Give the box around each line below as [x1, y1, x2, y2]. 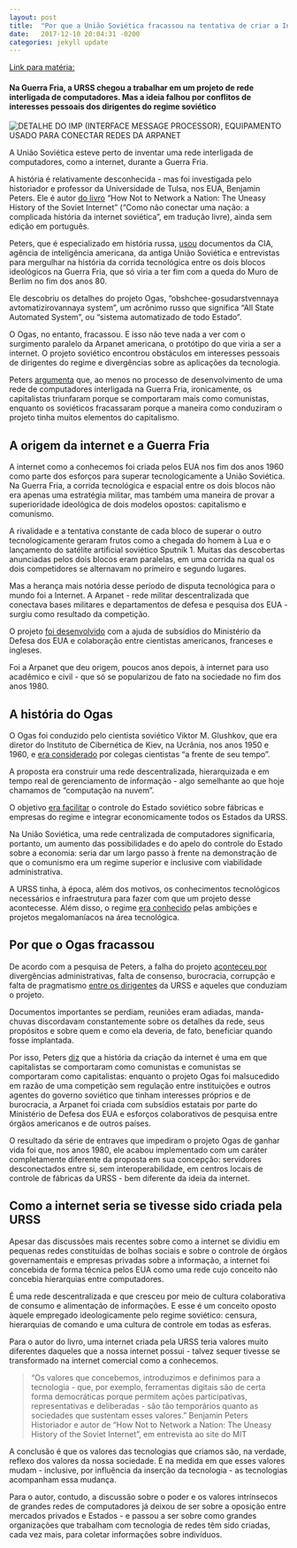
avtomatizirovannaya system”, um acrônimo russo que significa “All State [9, 302, 274, 313]
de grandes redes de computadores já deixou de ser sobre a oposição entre [9, 1500, 286, 1512]
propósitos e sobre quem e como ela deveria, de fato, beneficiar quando [9, 1025, 273, 1036]
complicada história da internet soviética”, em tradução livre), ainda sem [9, 212, 272, 223]
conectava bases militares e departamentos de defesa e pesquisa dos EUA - [9, 599, 288, 610]
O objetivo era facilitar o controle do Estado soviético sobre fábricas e [9, 802, 264, 813]
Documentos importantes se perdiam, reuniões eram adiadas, [9, 1006, 234, 1017]
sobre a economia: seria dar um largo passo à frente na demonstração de [9, 848, 278, 858]
